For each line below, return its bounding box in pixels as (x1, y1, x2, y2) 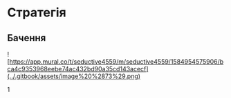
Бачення (7, 32, 46, 44)
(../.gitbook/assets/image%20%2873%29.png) (7, 72, 140, 80)
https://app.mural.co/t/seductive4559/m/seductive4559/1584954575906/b (9, 58, 224, 66)
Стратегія (7, 5, 67, 21)
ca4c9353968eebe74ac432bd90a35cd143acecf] (7, 65, 149, 73)
